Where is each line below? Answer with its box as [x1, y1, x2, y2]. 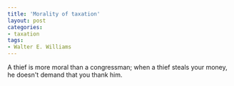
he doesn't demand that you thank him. [7, 70, 123, 79]
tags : [7, 37, 24, 44]
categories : [7, 23, 43, 31]
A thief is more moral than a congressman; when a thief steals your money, [7, 63, 228, 71]
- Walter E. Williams [7, 43, 72, 50]
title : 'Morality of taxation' [7, 10, 101, 18]
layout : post [7, 17, 46, 24]
